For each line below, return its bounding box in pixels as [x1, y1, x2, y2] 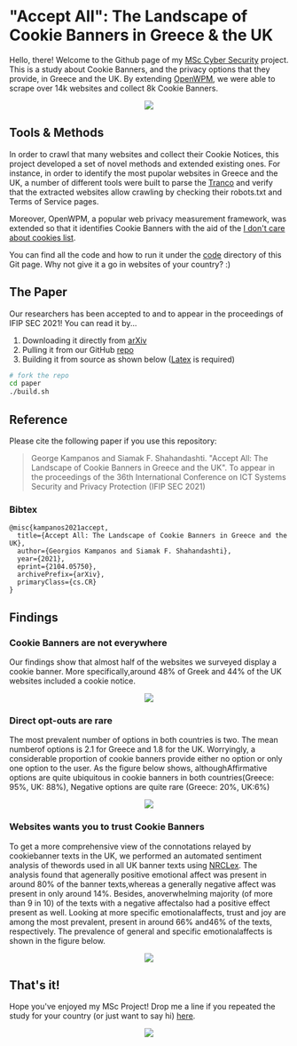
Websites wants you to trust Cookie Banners [9, 820, 206, 833]
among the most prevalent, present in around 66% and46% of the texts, [9, 916, 273, 927]
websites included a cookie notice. [9, 675, 136, 686]
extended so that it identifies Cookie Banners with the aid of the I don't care [9, 222, 285, 233]
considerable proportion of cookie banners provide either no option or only [9, 754, 283, 764]
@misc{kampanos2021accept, [9, 523, 109, 532]
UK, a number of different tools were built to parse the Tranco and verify [9, 177, 273, 188]
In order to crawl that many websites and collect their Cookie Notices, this [9, 148, 279, 159]
